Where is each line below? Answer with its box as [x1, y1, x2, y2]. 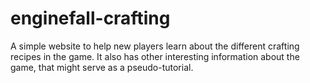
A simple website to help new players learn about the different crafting [10, 40, 300, 52]
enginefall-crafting [10, 7, 171, 30]
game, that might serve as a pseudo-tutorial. [10, 61, 194, 73]
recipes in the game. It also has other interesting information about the [10, 50, 300, 62]
